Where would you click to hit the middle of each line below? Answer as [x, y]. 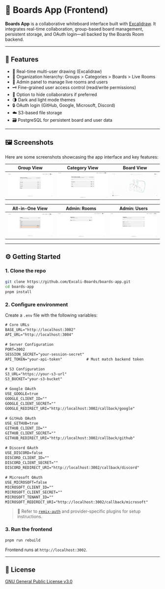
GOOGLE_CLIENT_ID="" [26, 399]
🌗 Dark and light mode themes [44, 99]
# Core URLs [17, 325]
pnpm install [18, 292]
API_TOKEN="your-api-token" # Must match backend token [74, 360]
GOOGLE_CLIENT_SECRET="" [30, 404]
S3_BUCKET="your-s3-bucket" [34, 379]
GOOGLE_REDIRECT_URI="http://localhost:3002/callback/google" [70, 409]
